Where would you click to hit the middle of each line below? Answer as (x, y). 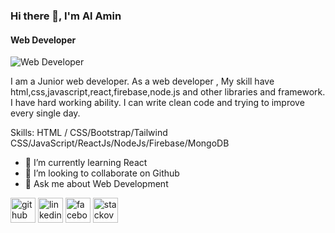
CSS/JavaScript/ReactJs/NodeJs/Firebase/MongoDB (120, 143)
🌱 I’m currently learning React (86, 163)
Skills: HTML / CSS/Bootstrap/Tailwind (89, 133)
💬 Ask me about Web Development (96, 184)
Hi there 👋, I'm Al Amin (66, 16)
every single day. (45, 113)
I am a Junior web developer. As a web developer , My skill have (142, 81)
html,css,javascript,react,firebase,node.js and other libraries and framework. (168, 92)
